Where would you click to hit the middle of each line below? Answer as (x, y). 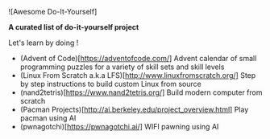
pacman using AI (48, 118)
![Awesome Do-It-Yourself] (53, 12)
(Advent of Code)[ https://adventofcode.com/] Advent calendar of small (138, 58)
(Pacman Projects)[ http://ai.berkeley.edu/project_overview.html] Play (134, 109)
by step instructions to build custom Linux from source (110, 84)
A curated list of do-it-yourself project (74, 27)
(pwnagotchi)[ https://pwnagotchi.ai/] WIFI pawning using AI (119, 127)
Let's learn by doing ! (44, 43)
